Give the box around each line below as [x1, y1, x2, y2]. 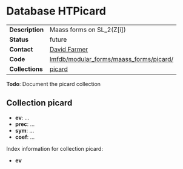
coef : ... [15, 133, 35, 141]
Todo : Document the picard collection [6, 80, 101, 87]
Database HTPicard [6, 4, 107, 18]
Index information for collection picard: [6, 145, 103, 152]
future [49, 35, 67, 44]
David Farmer [49, 45, 88, 53]
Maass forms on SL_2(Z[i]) [49, 25, 126, 34]
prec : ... [15, 120, 35, 128]
